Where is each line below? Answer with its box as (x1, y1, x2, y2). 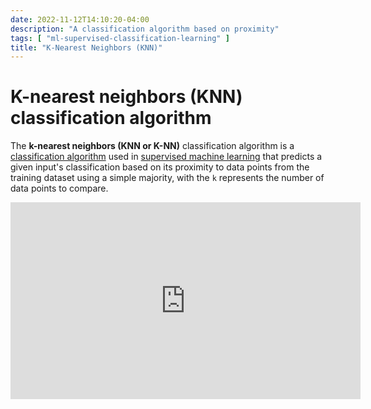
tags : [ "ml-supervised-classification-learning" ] (10, 33, 230, 43)
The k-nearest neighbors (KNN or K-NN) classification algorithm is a (10, 140, 295, 152)
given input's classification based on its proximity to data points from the (10, 161, 310, 173)
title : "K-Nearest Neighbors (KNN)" (10, 42, 163, 53)
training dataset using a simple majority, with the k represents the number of (10, 172, 325, 184)
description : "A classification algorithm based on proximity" (10, 24, 280, 34)
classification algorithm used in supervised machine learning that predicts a (10, 151, 323, 163)
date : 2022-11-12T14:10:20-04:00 (10, 14, 150, 25)
